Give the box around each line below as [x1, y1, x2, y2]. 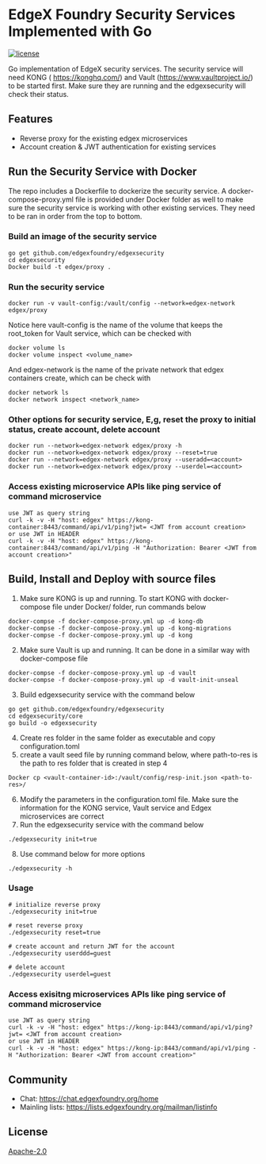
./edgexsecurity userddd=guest [8, 949, 112, 958]
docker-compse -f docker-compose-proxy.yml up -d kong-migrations [8, 624, 232, 632]
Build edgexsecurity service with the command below [19, 689, 196, 700]
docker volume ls [8, 344, 66, 353]
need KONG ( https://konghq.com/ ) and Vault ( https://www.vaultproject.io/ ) [8, 72, 253, 82]
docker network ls [8, 389, 69, 397]
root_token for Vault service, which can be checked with [8, 329, 192, 338]
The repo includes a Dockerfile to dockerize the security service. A [8, 186, 227, 195]
